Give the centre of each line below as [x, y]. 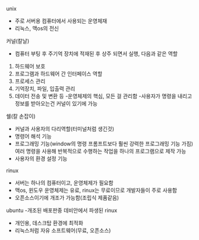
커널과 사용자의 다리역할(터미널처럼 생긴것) [64, 129]
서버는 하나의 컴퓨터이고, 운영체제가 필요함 [64, 183]
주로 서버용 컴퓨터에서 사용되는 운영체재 [61, 21]
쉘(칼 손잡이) [21, 116]
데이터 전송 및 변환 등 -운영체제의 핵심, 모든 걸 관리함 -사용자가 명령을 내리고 [103, 96]
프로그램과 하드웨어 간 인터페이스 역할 [59, 74]
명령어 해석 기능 [33, 136]
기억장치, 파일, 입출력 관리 [45, 88]
